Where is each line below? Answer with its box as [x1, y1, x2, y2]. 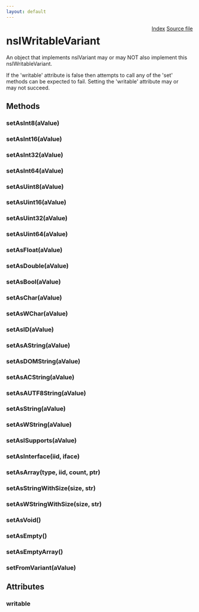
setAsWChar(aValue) [6, 309, 68, 317]
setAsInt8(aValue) [6, 119, 60, 127]
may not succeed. [6, 84, 50, 91]
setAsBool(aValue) [6, 278, 61, 286]
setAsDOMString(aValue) [6, 357, 81, 365]
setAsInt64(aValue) [6, 166, 64, 175]
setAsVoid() [6, 516, 41, 524]
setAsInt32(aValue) [6, 150, 63, 159]
